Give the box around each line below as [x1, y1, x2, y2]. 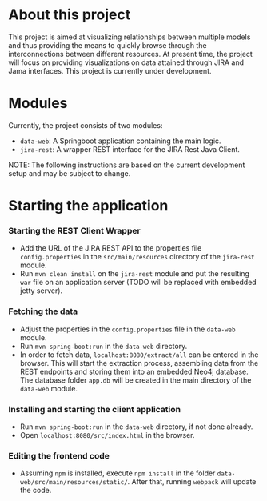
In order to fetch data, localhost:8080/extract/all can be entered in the [19, 350, 259, 359]
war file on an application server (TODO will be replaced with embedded [19, 278, 257, 287]
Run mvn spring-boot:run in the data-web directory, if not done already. [19, 422, 253, 431]
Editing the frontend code [8, 450, 110, 461]
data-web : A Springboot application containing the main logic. [19, 136, 221, 146]
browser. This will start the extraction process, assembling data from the [19, 358, 259, 367]
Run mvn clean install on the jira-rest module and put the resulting [19, 269, 250, 279]
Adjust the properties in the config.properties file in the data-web [19, 324, 236, 334]
